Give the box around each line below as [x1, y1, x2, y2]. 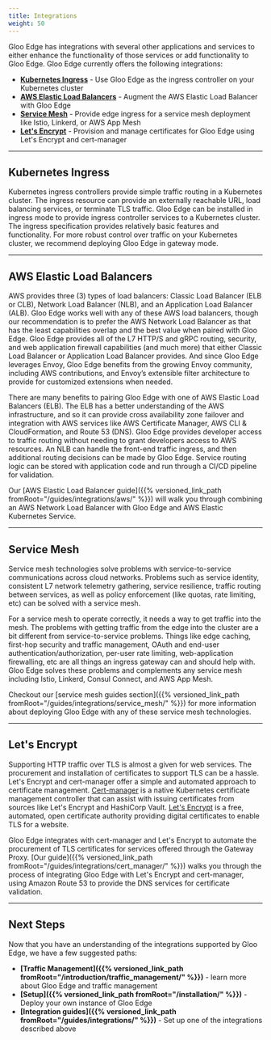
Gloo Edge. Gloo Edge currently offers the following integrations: [8, 58, 223, 69]
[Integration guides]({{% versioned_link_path [19, 1006, 177, 1016]
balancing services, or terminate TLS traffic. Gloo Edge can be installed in [8, 204, 253, 214]
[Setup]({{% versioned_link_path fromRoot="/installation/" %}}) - [19, 989, 248, 999]
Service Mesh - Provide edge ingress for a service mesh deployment [19, 108, 251, 118]
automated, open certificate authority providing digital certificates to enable [8, 810, 261, 821]
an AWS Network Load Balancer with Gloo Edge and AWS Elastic [8, 503, 223, 513]
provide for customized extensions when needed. [8, 377, 173, 387]
